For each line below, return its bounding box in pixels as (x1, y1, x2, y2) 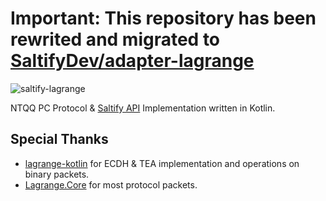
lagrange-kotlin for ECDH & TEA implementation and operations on (24, 157, 300, 169)
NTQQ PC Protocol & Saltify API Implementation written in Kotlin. (10, 102, 276, 114)
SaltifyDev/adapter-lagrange (10, 50, 255, 72)
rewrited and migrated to (10, 28, 221, 51)
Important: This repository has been (10, 7, 317, 30)
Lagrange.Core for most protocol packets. (24, 178, 198, 191)
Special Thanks (10, 131, 109, 148)
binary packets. (24, 168, 90, 180)
